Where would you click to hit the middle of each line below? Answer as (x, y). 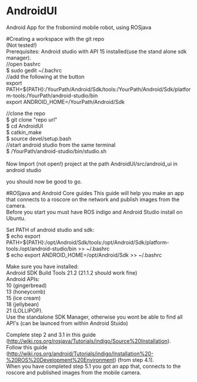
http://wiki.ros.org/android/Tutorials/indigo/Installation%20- (81, 354)
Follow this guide (27, 347)
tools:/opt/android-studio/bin (41, 249)
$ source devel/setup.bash (39, 138)
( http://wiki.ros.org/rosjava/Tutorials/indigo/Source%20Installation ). (89, 341)
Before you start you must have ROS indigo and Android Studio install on (94, 212)
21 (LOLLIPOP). (25, 310)
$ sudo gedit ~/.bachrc (34, 70)
